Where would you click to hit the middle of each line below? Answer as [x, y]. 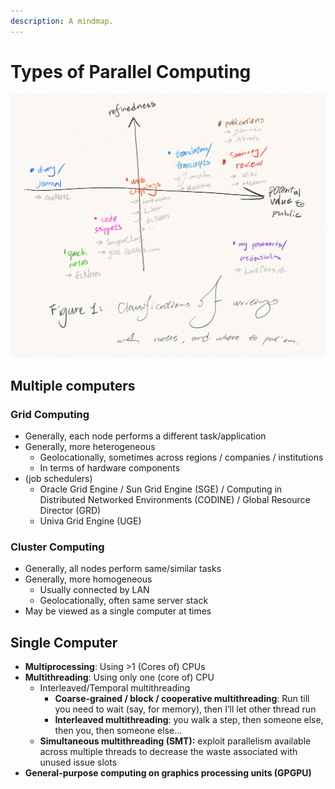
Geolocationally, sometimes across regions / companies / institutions [181, 457]
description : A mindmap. [62, 21]
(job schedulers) [58, 479]
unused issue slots [78, 762]
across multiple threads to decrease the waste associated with [168, 752]
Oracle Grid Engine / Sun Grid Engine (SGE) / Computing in [161, 489]
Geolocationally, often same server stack [124, 601]
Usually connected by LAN [94, 590]
